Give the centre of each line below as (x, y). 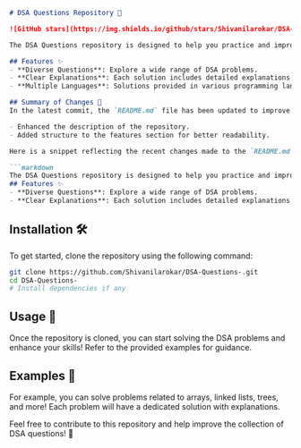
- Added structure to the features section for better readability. (140, 135)
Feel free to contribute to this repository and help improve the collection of (146, 424)
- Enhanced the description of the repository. (100, 127)
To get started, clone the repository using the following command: (131, 256)
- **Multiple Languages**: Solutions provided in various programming (144, 86)
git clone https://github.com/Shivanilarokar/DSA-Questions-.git (133, 272)
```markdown (31, 167)
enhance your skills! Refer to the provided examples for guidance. (131, 348)
